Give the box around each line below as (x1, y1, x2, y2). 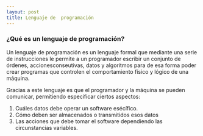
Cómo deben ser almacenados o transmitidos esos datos (15, 111, 158, 118)
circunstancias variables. (15, 124, 78, 131)
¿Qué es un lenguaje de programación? (6, 35, 125, 43)
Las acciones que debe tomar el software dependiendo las (15, 117, 163, 125)
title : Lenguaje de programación (6, 15, 94, 21)
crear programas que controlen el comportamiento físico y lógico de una (6, 68, 189, 75)
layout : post (6, 9, 40, 15)
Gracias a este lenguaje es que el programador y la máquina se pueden (6, 86, 185, 93)
